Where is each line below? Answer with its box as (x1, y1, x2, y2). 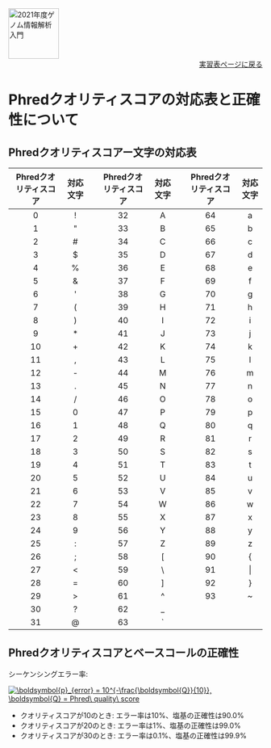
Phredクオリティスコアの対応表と (8, 90, 232, 109)
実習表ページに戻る (198, 60, 263, 69)
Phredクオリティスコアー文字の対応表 (8, 145, 197, 159)
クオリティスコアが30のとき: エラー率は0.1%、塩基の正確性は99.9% (19, 730, 248, 740)
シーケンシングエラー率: (8, 669, 89, 679)
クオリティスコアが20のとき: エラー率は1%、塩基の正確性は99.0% (19, 721, 242, 730)
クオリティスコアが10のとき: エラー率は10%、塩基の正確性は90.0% (19, 710, 244, 720)
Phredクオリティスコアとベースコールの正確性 (8, 646, 240, 660)
